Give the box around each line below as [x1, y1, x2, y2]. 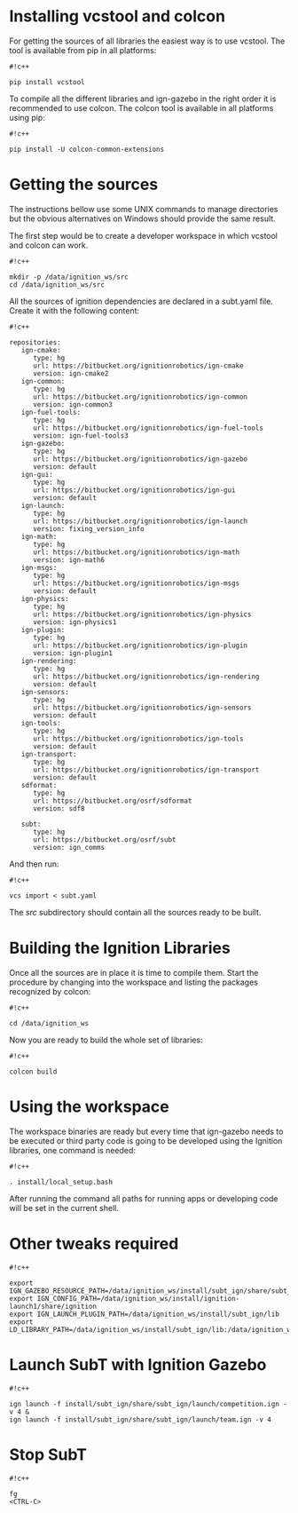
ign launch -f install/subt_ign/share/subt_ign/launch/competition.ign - [9, 1399, 288, 1408]
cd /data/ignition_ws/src [9, 280, 105, 289]
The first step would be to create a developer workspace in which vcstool [9, 230, 278, 241]
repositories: [9, 337, 62, 347]
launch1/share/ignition [9, 1302, 98, 1311]
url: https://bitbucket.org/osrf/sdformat [32, 796, 192, 805]
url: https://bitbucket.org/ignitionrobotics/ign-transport [32, 765, 260, 774]
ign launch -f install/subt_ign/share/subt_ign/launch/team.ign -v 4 [9, 1414, 272, 1424]
